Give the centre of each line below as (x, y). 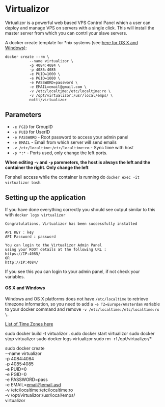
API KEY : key (20, 232)
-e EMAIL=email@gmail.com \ (58, 87)
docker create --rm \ (27, 57)
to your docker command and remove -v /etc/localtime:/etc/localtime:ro (82, 309)
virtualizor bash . (23, 182)
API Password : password (30, 237)
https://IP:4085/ (23, 254)
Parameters (23, 115)
